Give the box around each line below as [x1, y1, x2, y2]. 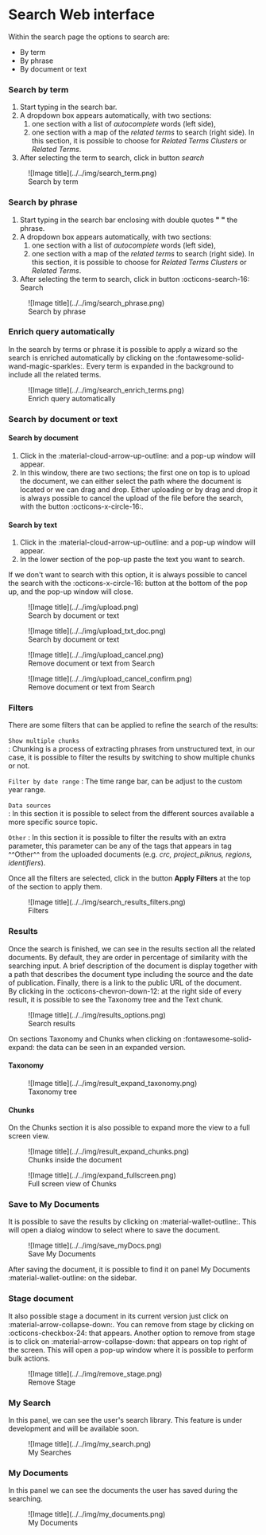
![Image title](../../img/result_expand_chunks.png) [28, 1146, 190, 1156]
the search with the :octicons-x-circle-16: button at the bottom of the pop [8, 579, 248, 588]
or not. [8, 761, 30, 771]
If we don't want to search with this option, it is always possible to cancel [8, 570, 248, 580]
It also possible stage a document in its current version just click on [8, 1311, 229, 1321]
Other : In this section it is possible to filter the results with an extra [8, 833, 226, 842]
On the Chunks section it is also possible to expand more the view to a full [8, 1123, 250, 1132]
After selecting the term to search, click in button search [19, 153, 205, 162]
